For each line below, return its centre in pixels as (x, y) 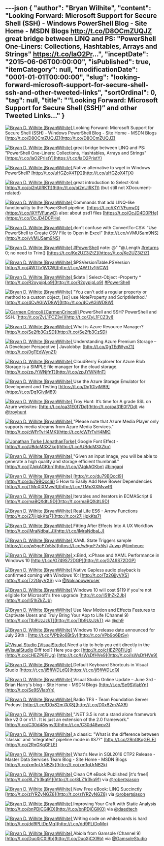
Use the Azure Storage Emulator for (109, 381)
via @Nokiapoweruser (77, 580)
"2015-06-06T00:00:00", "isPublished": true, (78, 62)
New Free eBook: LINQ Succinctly (107, 789)
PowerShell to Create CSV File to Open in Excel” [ (55, 233)
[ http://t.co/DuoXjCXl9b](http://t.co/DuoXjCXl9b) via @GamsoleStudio (76, 838)
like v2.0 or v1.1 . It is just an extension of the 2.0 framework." (67, 719)
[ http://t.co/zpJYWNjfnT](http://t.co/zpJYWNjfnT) (55, 372)
